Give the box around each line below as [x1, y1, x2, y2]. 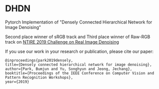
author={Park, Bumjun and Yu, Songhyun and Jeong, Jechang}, [5, 67, 133, 71]
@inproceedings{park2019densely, [5, 58, 73, 63]
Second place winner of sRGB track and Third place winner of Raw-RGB [5, 34, 151, 40]
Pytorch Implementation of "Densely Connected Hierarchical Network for [5, 19, 153, 25]
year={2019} [5, 79, 29, 84]
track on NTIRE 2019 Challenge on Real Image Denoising [5, 39, 119, 44]
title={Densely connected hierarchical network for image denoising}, [5, 62, 152, 67]
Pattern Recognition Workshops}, [5, 75, 73, 80]
